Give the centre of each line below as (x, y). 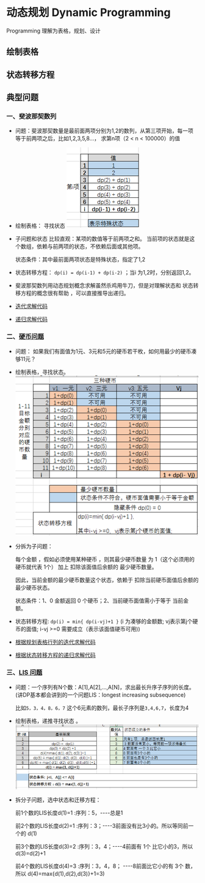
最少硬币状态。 (34, 588)
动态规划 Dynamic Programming (88, 13)
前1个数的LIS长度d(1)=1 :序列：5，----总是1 (69, 813)
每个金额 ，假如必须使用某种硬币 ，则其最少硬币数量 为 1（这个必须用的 (105, 559)
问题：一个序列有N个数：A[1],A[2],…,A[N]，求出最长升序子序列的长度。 (105, 687)
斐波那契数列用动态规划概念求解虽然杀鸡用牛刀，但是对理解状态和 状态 (104, 286)
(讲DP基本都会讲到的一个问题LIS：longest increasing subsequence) (100, 695)
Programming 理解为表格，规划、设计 (53, 31)
